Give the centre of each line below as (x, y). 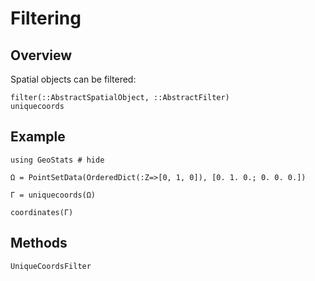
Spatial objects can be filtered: (73, 79)
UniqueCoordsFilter (51, 266)
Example (38, 137)
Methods (39, 243)
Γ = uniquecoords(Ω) (53, 195)
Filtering (46, 18)
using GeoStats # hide (57, 160)
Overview (41, 55)
